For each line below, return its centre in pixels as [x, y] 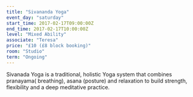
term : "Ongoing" [27, 57]
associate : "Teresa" [33, 40]
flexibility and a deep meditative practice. [58, 87]
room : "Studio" [26, 52]
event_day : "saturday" [35, 18]
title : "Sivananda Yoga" [38, 12]
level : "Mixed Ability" [37, 35]
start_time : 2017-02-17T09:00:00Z [50, 23]
